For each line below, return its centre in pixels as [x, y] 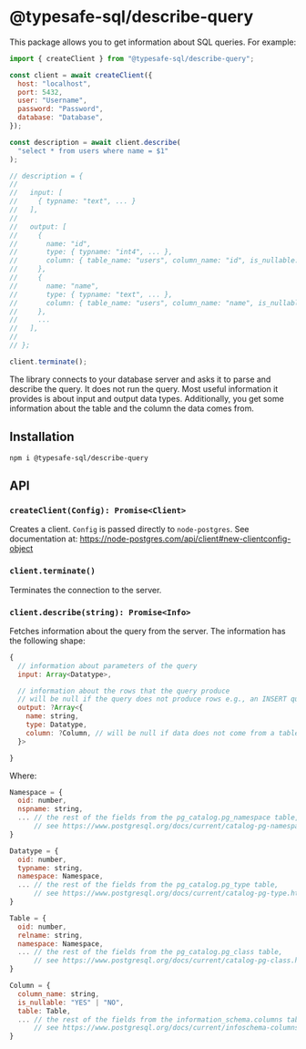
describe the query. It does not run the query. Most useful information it [144, 388]
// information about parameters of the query [107, 666]
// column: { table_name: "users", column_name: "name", [132, 303]
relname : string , [51, 935]
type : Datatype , [57, 725]
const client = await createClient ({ [81, 75]
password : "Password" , [61, 109]
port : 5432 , [41, 92]
